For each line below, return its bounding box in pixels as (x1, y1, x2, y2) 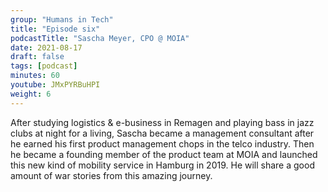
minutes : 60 (10, 71, 60, 81)
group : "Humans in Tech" (10, 14, 114, 25)
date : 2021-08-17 (10, 42, 83, 53)
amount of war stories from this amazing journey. (10, 169, 213, 181)
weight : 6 (10, 89, 52, 99)
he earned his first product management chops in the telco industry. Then (10, 137, 315, 150)
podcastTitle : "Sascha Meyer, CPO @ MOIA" (10, 33, 190, 43)
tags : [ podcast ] (10, 61, 78, 71)
